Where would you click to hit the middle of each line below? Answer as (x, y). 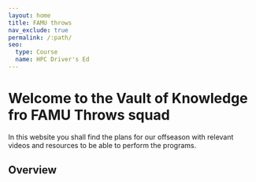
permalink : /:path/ (40, 37)
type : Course (37, 52)
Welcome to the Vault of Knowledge (128, 98)
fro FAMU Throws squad (89, 115)
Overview (33, 170)
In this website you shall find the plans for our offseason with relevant (121, 137)
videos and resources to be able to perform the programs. (102, 145)
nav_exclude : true (38, 30)
